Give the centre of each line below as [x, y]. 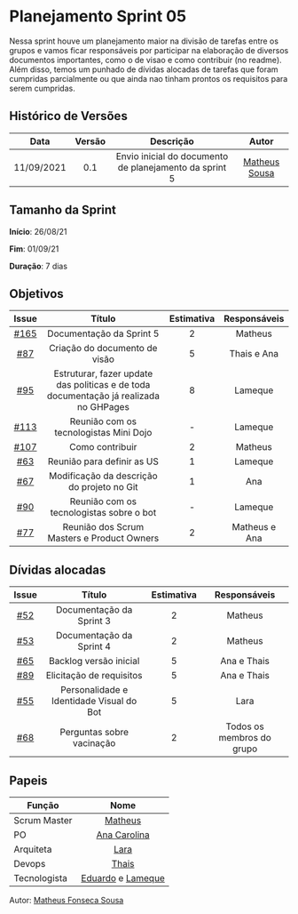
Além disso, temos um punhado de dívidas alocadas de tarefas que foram [144, 69]
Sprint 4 [94, 646]
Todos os [245, 726]
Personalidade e [94, 690]
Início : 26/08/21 [39, 231]
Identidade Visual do [94, 702]
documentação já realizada [103, 396]
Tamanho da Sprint [63, 210]
